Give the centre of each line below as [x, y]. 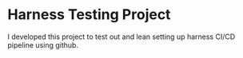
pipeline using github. [43, 44]
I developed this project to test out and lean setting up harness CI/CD [121, 37]
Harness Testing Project [89, 15]
